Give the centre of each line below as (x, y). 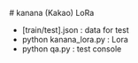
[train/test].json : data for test (76, 30)
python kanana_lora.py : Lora (75, 39)
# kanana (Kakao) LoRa (52, 13)
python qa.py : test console (72, 49)
